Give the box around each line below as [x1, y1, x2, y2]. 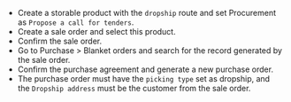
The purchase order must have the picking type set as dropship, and [17, 74, 271, 83]
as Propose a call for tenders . [17, 17, 134, 27]
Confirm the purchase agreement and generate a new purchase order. [17, 64, 274, 75]
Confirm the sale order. [17, 35, 103, 46]
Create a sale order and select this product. [17, 27, 176, 36]
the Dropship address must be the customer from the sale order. [17, 83, 251, 93]
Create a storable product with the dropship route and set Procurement [17, 8, 277, 18]
